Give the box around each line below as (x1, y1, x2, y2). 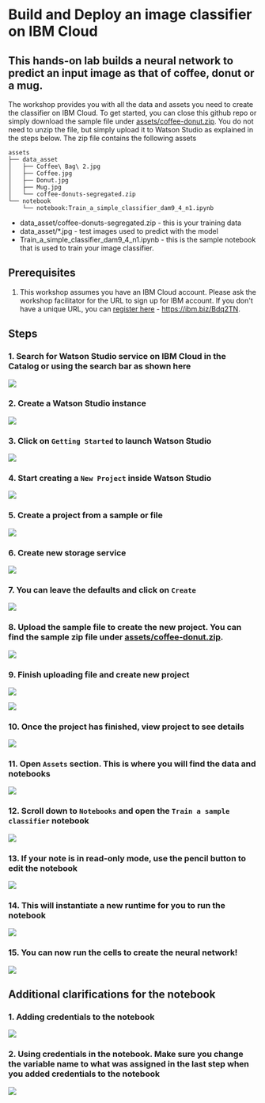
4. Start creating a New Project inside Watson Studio (8, 473, 212, 484)
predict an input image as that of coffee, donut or (8, 66, 255, 80)
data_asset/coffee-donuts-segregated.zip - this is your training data (19, 218, 242, 227)
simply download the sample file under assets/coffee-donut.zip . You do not (8, 116, 254, 126)
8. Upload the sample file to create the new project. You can (8, 622, 242, 633)
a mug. (8, 78, 44, 92)
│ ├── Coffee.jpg (8, 170, 73, 177)
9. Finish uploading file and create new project (8, 669, 190, 680)
